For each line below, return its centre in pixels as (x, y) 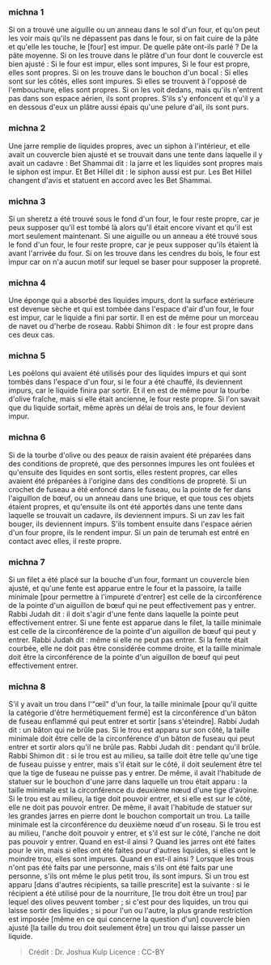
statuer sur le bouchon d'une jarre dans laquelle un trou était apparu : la (128, 782)
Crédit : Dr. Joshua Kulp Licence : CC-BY (96, 952)
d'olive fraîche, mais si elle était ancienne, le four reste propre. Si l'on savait (134, 399)
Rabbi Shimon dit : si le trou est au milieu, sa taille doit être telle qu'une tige (133, 756)
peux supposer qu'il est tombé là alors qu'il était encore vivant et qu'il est (131, 227)
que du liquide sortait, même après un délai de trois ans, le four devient (127, 408)
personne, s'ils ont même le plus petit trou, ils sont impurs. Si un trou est (129, 876)
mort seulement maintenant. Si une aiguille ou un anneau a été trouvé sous (133, 236)
